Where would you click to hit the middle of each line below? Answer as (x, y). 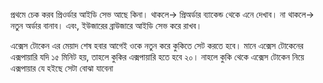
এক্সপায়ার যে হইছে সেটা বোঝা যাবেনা (62, 68)
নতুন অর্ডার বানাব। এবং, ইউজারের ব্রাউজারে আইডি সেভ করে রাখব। (106, 25)
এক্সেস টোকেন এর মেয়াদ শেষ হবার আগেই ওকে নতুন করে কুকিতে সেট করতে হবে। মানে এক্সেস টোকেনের (157, 45)
